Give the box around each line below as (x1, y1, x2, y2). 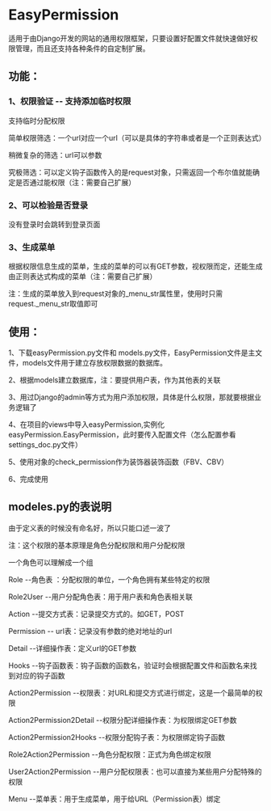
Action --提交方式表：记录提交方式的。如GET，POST (8, 609, 185, 619)
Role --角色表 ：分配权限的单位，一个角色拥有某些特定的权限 (8, 574, 211, 584)
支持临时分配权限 (8, 116, 65, 125)
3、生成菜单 (8, 241, 56, 252)
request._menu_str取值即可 (8, 299, 98, 309)
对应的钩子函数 (15, 670, 65, 680)
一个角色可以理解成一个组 (8, 557, 94, 567)
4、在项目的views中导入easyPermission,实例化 (8, 420, 165, 429)
